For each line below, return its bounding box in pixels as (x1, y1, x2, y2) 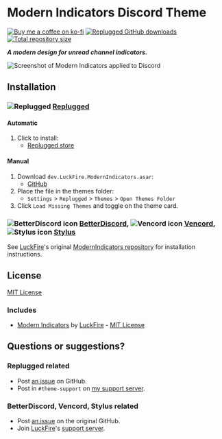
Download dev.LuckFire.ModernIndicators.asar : (16, 172, 154, 180)
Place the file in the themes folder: (16, 187, 114, 195)
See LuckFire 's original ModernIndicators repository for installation (7, 242, 196, 251)
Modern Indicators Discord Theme (7, 5, 207, 21)
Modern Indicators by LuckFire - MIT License (16, 321, 145, 329)
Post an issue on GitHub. (16, 377, 87, 385)
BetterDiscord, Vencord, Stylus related (7, 401, 139, 411)
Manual (7, 157, 29, 165)
